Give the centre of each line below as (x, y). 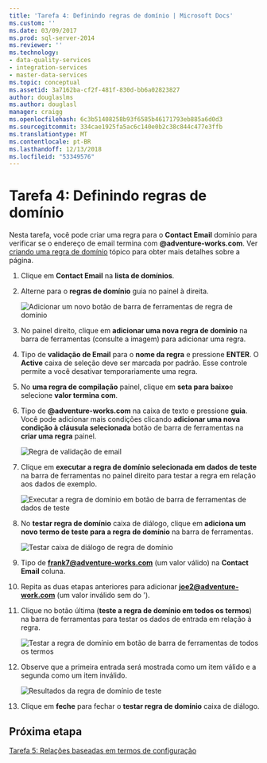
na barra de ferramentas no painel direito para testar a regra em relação (138, 476)
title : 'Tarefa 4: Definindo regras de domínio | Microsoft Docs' (121, 16)
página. (21, 261)
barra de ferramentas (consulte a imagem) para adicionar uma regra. (133, 339)
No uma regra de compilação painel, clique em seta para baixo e (127, 387)
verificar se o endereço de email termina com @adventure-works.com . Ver (133, 243)
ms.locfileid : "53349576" (52, 156)
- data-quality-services (50, 61)
